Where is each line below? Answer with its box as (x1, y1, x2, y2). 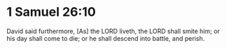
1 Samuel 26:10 (6, 4, 96, 20)
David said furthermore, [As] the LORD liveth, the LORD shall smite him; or (6, 27, 220, 35)
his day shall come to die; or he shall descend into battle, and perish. (6, 34, 205, 42)
